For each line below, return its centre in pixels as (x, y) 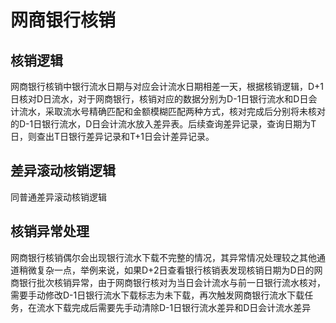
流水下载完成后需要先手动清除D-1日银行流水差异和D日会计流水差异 (174, 307)
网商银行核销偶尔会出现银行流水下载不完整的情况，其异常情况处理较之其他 (163, 257)
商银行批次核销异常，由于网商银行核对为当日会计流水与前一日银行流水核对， (168, 282)
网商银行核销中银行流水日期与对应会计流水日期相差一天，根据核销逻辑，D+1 (167, 86)
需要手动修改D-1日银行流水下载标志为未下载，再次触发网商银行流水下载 (157, 295)
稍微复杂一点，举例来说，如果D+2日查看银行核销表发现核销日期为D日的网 (170, 270)
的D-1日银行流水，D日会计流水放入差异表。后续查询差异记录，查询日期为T (163, 124)
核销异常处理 (50, 231)
